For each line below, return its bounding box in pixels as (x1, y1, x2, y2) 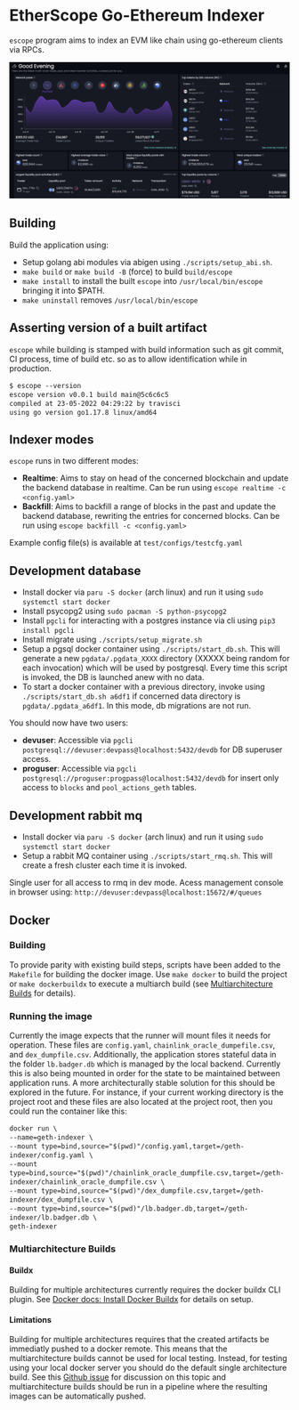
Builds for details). (9, 987, 77, 998)
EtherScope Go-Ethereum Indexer (9, 5, 265, 26)
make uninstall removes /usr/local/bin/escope (21, 295, 198, 305)
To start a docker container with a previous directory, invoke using (21, 682, 265, 693)
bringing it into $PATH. (21, 285, 105, 296)
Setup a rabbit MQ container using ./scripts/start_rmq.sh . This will (21, 851, 273, 862)
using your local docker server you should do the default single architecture (9, 1363, 287, 1374)
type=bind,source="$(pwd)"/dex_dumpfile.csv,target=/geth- (41, 1187, 265, 1195)
